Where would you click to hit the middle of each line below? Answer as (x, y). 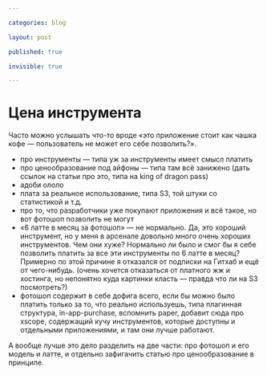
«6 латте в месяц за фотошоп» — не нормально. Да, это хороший (133, 228)
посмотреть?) (44, 287)
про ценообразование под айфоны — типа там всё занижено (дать (135, 168)
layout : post (30, 37)
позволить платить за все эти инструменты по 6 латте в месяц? (130, 253)
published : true (35, 52)
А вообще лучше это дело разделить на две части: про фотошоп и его (129, 345)
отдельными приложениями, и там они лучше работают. (117, 330)
